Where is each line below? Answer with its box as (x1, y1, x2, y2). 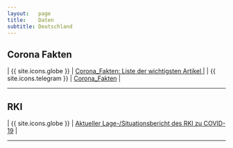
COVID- (203, 119, 226, 127)
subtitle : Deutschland (7, 23, 73, 30)
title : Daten (7, 17, 54, 24)
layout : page (7, 10, 51, 17)
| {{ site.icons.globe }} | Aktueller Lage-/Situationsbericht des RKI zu (7, 119, 202, 127)
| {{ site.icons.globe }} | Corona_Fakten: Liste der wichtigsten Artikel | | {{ (7, 67, 216, 75)
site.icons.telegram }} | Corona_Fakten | (7, 74, 121, 83)
